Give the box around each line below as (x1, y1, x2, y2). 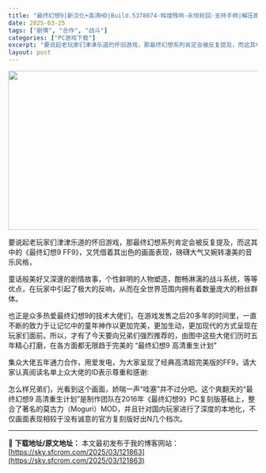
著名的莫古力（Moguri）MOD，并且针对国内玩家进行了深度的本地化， (21, 404, 249, 413)
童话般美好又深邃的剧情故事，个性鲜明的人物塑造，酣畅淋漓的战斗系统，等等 (8, 275, 258, 283)
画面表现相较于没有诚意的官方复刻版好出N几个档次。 (14, 414, 188, 423)
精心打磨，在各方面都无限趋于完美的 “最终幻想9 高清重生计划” (14, 340, 217, 350)
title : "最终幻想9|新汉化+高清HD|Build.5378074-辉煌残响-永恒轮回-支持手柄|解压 (8, 11, 254, 20)
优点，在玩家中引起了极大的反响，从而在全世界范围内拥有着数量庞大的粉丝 (8, 284, 251, 294)
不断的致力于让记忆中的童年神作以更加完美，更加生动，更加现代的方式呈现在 (8, 321, 258, 330)
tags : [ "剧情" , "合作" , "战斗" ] (8, 26, 108, 34)
